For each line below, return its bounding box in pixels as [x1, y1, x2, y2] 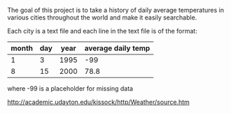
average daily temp [84, 43, 150, 53]
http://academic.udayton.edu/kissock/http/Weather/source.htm [7, 98, 190, 106]
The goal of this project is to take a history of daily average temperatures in [7, 6, 224, 14]
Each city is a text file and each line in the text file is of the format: [7, 27, 197, 35]
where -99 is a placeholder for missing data [7, 84, 134, 93]
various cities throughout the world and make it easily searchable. [7, 13, 197, 22]
